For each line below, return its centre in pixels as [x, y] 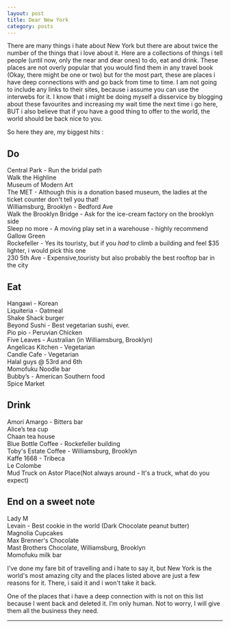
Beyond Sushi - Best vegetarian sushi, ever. [68, 325]
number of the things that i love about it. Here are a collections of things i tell [115, 53]
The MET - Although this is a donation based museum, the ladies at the [107, 192]
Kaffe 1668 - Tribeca [36, 458]
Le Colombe [24, 465]
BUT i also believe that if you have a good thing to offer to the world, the [108, 111]
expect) [18, 480]
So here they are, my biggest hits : [55, 132]
